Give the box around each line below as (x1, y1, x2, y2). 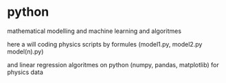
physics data (7, 68, 43, 76)
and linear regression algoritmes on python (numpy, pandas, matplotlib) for (7, 60, 220, 69)
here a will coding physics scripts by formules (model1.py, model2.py (7, 40, 203, 48)
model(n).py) (7, 47, 44, 56)
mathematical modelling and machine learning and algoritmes (7, 27, 182, 35)
